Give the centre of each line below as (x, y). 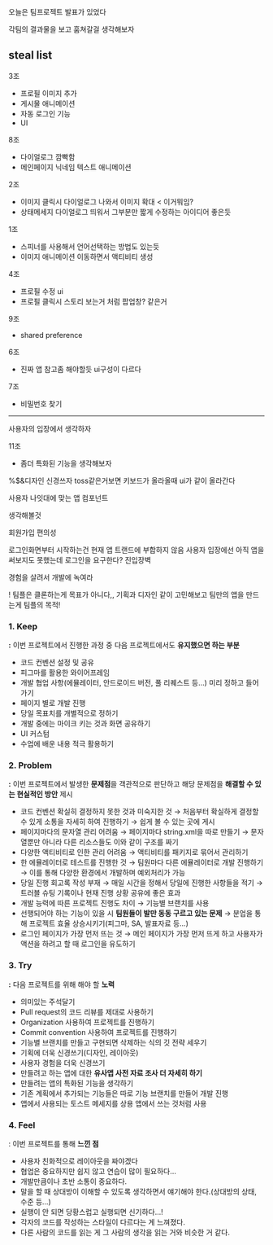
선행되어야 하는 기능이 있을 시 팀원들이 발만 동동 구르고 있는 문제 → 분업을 (136, 914)
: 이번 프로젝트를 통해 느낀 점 (54, 1144)
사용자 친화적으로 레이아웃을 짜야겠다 (79, 1161)
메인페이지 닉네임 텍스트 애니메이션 (76, 167)
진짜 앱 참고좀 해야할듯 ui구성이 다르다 (81, 369)
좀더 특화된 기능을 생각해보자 (66, 463)
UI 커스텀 (35, 734)
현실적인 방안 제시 (45, 794)
